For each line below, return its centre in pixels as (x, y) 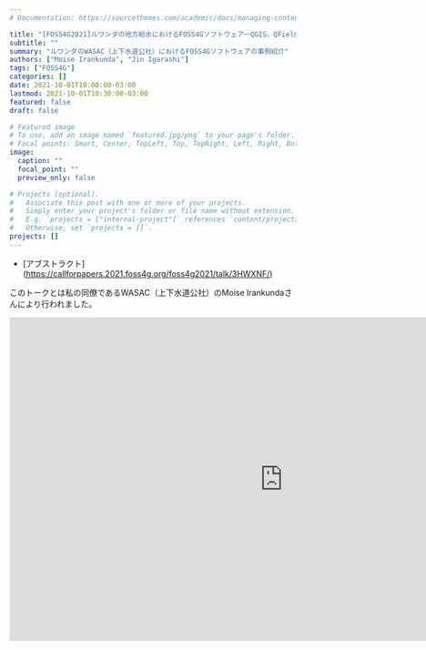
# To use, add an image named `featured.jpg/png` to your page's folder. (152, 136)
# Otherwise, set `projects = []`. (81, 229)
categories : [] (38, 77)
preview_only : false (56, 178)
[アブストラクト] (54, 263)
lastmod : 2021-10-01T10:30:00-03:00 (79, 93)
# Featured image (42, 127)
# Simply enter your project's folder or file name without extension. (152, 211)
